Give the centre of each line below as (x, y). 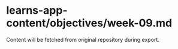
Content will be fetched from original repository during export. (83, 39)
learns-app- (37, 10)
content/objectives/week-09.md (89, 23)
